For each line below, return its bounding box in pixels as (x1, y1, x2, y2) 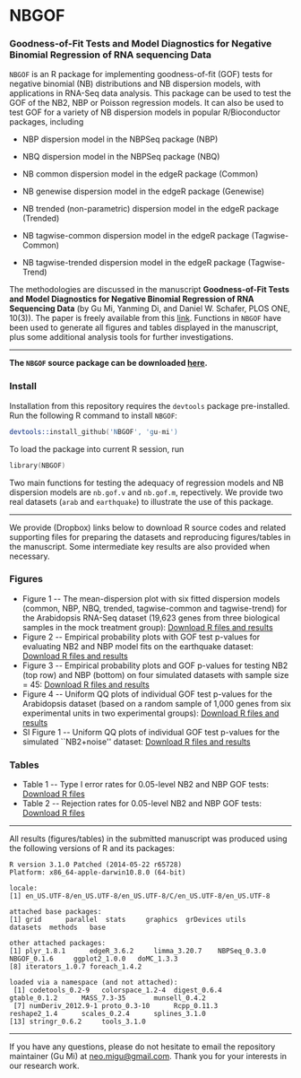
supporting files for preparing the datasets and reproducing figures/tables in (9, 531, 291, 543)
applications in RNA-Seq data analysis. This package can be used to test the (9, 88, 291, 99)
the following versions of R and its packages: (9, 843, 176, 854)
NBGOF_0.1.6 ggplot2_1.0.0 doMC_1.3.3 (9, 954, 178, 964)
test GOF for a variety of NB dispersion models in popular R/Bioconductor (9, 107, 280, 117)
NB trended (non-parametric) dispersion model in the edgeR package (21, 204, 279, 214)
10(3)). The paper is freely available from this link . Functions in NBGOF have (9, 313, 282, 324)
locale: (9, 884, 39, 893)
